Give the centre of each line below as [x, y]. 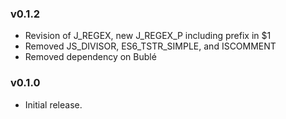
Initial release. [53, 104]
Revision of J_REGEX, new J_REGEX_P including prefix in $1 [148, 36]
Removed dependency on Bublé [90, 57]
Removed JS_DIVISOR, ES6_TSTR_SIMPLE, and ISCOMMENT [150, 46]
